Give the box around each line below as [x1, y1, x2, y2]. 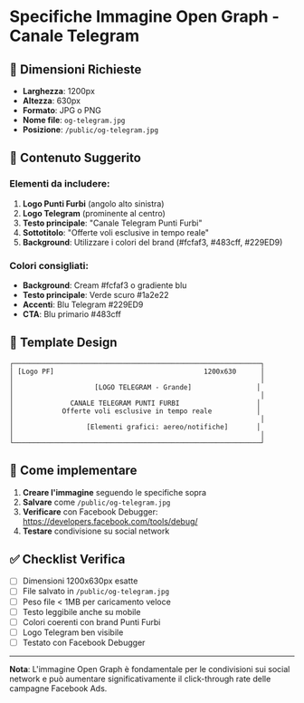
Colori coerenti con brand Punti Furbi [22, 616, 161, 627]
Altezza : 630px [22, 95, 81, 106]
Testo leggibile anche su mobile [22, 606, 141, 617]
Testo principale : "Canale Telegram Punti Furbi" [22, 217, 203, 228]
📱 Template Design [9, 335, 118, 351]
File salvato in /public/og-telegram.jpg [22, 586, 170, 597]
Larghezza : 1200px [22, 86, 95, 96]
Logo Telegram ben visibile [22, 627, 124, 638]
